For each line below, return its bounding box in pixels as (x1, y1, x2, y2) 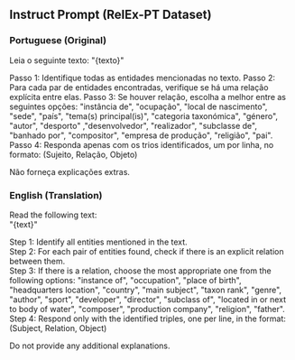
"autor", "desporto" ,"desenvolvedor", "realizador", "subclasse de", (9, 120, 257, 131)
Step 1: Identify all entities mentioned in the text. (9, 236, 188, 247)
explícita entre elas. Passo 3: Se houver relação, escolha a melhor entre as (9, 91, 287, 102)
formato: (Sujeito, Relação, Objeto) (9, 149, 138, 160)
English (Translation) (9, 189, 103, 201)
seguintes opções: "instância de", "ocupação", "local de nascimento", (9, 101, 268, 112)
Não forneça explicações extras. (9, 166, 131, 177)
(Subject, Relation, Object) (9, 322, 107, 333)
